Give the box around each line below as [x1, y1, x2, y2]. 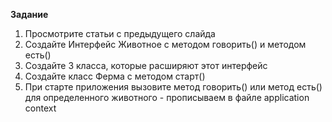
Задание [10, 9, 49, 20]
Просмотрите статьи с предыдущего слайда [24, 28, 216, 39]
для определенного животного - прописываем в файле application [24, 92, 310, 103]
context [24, 102, 57, 114]
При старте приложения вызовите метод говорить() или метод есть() [24, 81, 323, 93]
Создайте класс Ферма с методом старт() [24, 70, 206, 82]
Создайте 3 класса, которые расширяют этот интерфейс [24, 60, 268, 71]
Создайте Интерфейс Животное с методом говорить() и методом [24, 39, 307, 50]
